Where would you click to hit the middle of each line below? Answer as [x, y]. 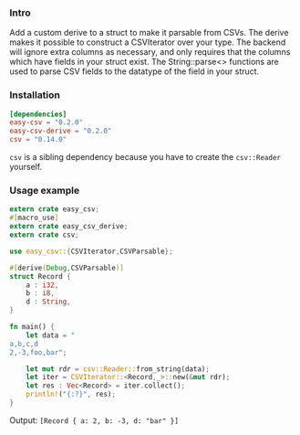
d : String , [48, 302]
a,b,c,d [24, 344]
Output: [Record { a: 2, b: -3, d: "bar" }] [94, 420]
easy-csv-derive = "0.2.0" [61, 131]
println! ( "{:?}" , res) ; [71, 395]
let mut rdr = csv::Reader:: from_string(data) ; [118, 369]
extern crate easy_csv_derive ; [69, 227]
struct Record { [40, 276]
